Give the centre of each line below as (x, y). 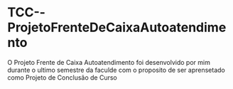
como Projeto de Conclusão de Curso (62, 77)
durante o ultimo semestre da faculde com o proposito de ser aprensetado (116, 70)
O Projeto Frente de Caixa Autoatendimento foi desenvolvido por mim (109, 62)
